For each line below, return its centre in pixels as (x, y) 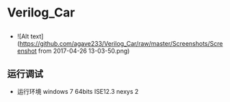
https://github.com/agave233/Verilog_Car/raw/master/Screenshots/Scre (121, 43)
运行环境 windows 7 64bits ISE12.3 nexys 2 (78, 92)
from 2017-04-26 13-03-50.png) (84, 51)
